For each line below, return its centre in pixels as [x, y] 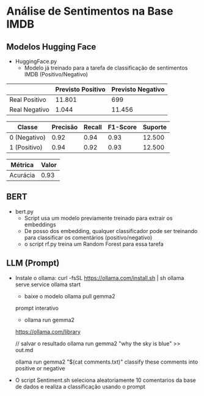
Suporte [155, 127]
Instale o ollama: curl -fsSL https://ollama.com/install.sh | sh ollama [100, 278]
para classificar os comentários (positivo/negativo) [88, 237]
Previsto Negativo [138, 89]
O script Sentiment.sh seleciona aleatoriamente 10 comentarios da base [106, 380]
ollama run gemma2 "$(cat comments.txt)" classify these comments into [107, 362]
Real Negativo [30, 110]
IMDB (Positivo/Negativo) [56, 74]
